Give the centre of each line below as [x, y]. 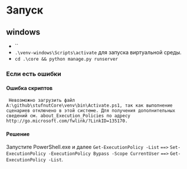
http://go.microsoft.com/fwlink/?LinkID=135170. [67, 121]
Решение [18, 134]
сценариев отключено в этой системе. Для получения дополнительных [91, 111]
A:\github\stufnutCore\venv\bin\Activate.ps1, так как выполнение [89, 106]
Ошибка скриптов [29, 88]
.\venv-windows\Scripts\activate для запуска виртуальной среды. [98, 52]
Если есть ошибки [34, 74]
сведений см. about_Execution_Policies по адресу [68, 116]
